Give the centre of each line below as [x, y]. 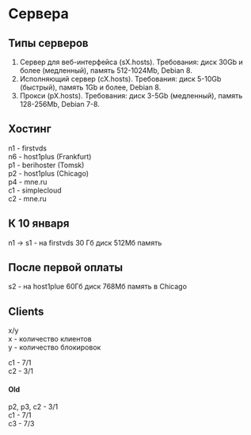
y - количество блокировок [55, 347]
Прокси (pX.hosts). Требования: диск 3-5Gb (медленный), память [131, 95]
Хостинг [30, 129]
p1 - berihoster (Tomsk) [46, 165]
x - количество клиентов [50, 339]
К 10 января [39, 224]
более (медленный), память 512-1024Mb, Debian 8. [106, 71]
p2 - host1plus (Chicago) [49, 173]
